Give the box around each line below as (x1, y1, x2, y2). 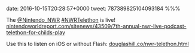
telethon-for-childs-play (6, 29, 66, 36)
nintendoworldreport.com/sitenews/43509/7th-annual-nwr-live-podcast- (6, 23, 187, 29)
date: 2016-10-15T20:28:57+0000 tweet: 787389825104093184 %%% (6, 5, 181, 12)
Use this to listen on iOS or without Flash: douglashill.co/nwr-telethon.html (6, 41, 190, 47)
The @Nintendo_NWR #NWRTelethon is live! (6, 16, 115, 23)
